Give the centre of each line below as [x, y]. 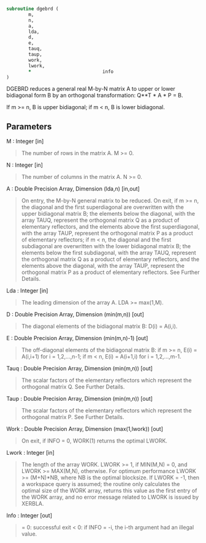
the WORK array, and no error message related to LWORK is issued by [110, 497]
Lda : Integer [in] [27, 290]
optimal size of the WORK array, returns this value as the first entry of [109, 491]
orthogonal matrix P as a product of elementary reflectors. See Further [110, 272]
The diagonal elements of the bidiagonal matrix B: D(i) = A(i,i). [99, 326]
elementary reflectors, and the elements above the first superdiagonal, [110, 227]
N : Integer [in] [25, 165]
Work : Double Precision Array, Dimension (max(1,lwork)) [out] [85, 429]
